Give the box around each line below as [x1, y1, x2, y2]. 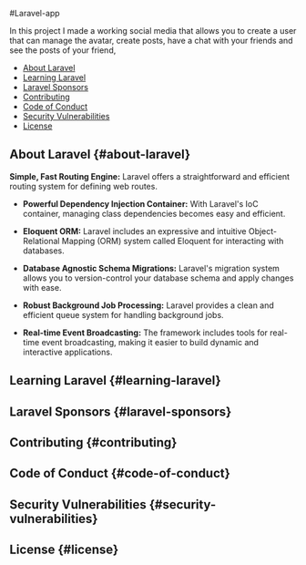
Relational [22, 235, 60, 246]
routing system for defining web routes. [9, 180, 158, 191]
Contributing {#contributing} [9, 435, 178, 450]
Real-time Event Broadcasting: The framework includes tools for [22, 327, 269, 338]
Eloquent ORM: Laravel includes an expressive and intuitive [22, 225, 248, 236]
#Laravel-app [9, 8, 61, 18]
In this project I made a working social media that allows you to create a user [9, 26, 297, 36]
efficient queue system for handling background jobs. [22, 309, 225, 320]
